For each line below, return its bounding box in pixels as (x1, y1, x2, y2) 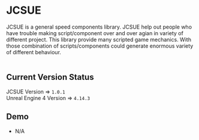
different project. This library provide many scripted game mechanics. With (6, 36, 192, 43)
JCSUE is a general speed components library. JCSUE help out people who (6, 23, 192, 30)
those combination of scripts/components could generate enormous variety (6, 42, 194, 49)
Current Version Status (6, 72, 94, 82)
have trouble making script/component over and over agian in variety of (6, 29, 184, 36)
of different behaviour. (6, 48, 62, 55)
